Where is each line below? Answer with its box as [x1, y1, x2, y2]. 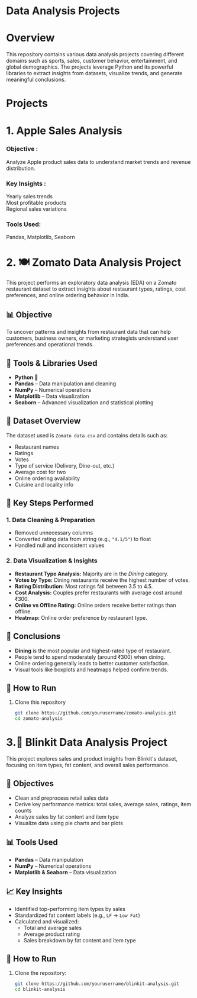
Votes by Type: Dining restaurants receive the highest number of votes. [14, 576, 190, 584]
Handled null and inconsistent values [14, 542, 105, 549]
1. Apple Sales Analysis [6, 124, 122, 137]
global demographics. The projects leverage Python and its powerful [6, 63, 173, 70]
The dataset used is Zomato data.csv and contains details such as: [6, 432, 168, 439]
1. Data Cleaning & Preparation [6, 516, 95, 524]
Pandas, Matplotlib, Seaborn [6, 234, 76, 241]
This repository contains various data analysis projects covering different [6, 51, 185, 58]
